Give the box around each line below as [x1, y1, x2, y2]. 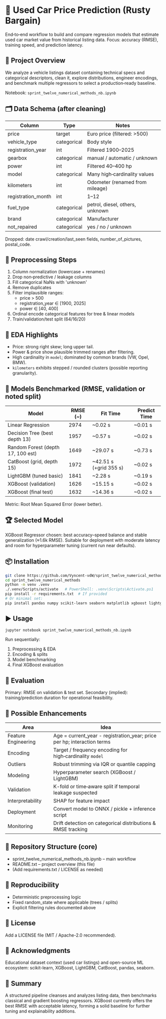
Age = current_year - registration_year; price [53, 732, 157, 739]
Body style [87, 138, 112, 145]
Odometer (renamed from [87, 179, 147, 186]
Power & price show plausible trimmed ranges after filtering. [12, 349, 135, 355]
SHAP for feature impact [53, 797, 110, 804]
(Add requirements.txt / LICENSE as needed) [12, 866, 104, 872]
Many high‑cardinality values [87, 171, 154, 178]
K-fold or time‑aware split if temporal [53, 783, 140, 790]
